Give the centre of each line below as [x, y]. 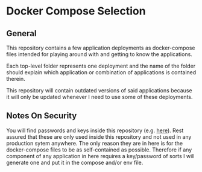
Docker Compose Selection [76, 11]
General [22, 33]
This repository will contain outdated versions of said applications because [99, 91]
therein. [16, 79]
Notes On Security [42, 116]
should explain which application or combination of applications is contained [101, 72]
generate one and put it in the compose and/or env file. [75, 162]
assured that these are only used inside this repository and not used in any [99, 136]
